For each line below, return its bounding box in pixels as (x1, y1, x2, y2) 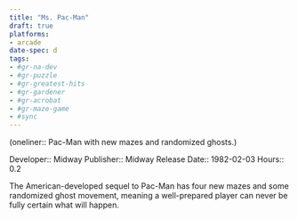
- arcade (9, 37, 42, 47)
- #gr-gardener (9, 87, 66, 96)
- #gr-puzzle (9, 71, 58, 80)
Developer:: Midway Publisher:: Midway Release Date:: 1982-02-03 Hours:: (9, 154, 285, 165)
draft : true (9, 21, 53, 30)
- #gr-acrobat (9, 95, 62, 105)
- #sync (9, 112, 38, 121)
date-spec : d (9, 46, 58, 55)
